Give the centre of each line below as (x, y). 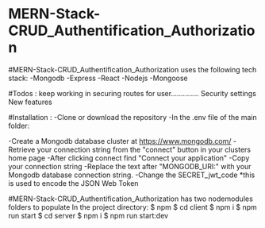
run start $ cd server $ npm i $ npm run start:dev (88, 215)
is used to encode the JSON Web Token (73, 183)
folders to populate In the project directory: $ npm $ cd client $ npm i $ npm (133, 207)
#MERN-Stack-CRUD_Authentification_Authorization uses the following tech (132, 69)
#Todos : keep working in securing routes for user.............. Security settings (132, 93)
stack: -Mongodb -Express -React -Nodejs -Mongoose (98, 78)
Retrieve (22, 149)
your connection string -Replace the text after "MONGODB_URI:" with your (130, 166)
